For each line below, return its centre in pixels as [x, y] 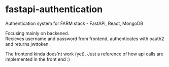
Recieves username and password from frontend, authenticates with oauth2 [85, 39]
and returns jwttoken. [27, 44]
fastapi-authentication [54, 9]
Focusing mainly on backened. [37, 33]
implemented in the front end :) [38, 59]
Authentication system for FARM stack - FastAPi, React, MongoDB [74, 23]
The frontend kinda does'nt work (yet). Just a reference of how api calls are [84, 54]
